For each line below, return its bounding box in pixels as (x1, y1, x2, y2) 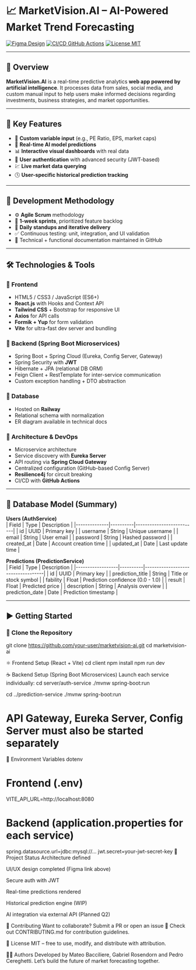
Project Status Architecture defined (6, 854, 91, 861)
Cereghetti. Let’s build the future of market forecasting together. (6, 958, 160, 965)
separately (6, 736, 60, 750)
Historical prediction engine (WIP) (6, 900, 87, 907)
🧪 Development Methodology (6, 196, 115, 206)
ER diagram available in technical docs (14, 418, 107, 425)
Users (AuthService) (6, 515, 57, 522)
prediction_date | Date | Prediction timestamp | (6, 589, 118, 596)
